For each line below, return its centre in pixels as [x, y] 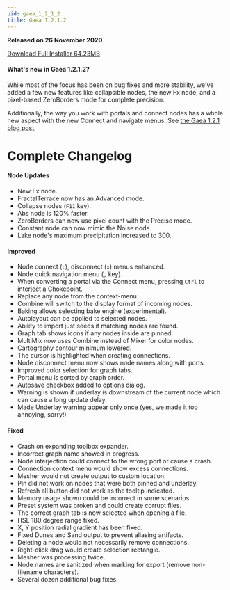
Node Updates [28, 175]
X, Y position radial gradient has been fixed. [80, 527]
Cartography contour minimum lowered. [74, 348]
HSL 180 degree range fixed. [58, 520]
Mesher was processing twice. [61, 557]
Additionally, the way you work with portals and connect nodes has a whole [115, 113]
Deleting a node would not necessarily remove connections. [103, 542]
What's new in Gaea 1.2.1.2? [49, 70]
